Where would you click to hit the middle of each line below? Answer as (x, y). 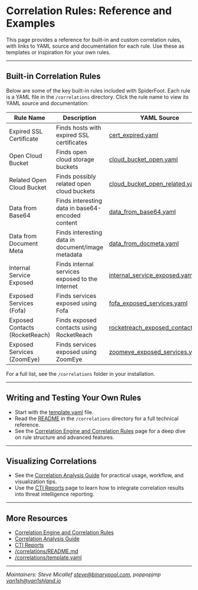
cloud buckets (75, 191)
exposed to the (77, 278)
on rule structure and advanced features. (65, 437)
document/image (80, 247)
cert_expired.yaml (133, 135)
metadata (69, 254)
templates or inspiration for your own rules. (58, 52)
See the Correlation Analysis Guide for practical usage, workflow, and (99, 476)
